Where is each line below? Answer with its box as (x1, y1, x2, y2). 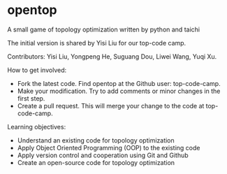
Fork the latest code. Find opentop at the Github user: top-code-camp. (17, 79, 221, 87)
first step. (17, 94, 45, 103)
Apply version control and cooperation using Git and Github (17, 151, 189, 159)
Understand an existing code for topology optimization (17, 136, 175, 145)
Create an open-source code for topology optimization (17, 158, 175, 166)
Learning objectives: (7, 122, 66, 131)
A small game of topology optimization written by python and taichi (7, 25, 200, 34)
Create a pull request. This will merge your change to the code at (17, 101, 205, 110)
